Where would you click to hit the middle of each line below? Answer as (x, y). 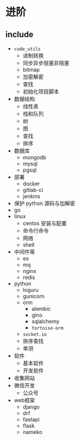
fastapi (31, 419)
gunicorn (34, 296)
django (31, 407)
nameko (32, 432)
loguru (31, 290)
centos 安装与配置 (45, 223)
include (19, 34)
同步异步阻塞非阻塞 (46, 63)
